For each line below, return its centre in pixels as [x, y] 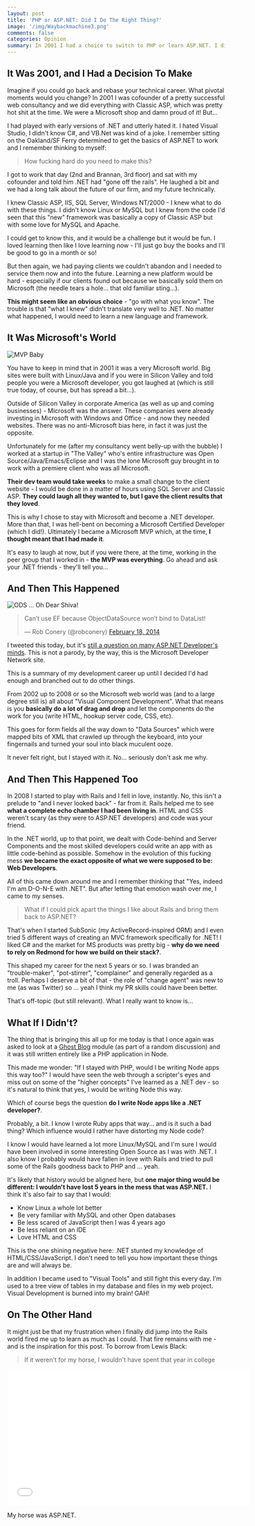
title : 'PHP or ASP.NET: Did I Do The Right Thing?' [85, 20]
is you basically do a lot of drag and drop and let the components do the [111, 709]
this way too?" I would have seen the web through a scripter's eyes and [109, 1075]
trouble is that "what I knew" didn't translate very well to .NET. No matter [111, 309]
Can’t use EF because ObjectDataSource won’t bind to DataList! [115, 618]
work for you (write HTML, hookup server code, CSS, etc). [90, 716]
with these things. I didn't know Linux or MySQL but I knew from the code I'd [116, 210]
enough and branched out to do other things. [71, 680]
